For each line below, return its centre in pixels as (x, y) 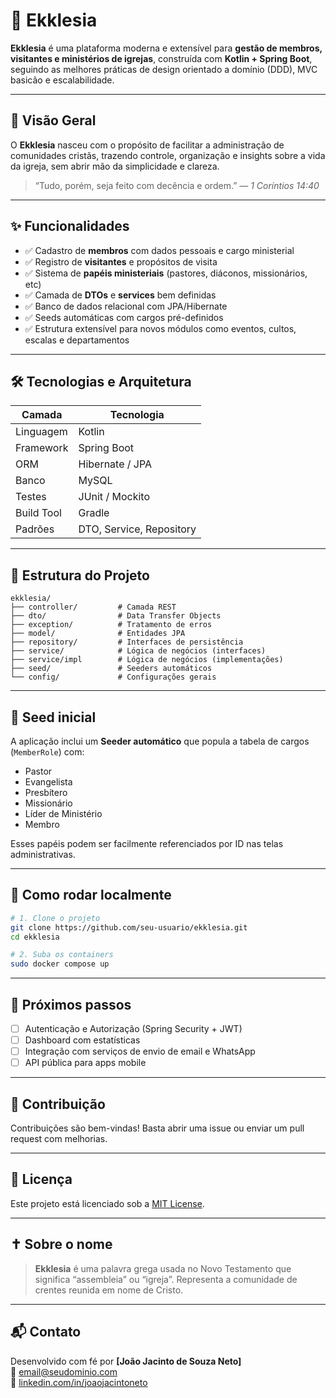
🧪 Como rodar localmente (91, 895)
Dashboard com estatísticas (82, 1040)
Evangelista (48, 782)
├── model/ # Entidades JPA (98, 634)
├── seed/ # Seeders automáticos (111, 669)
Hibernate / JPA (115, 464)
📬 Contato (46, 1332)
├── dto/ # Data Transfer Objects (116, 616)
